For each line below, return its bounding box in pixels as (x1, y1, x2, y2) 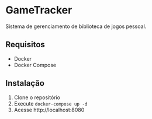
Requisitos (5, 40, 45, 50)
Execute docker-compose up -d (13, 100, 88, 107)
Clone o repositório (13, 94, 61, 101)
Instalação (5, 78, 45, 88)
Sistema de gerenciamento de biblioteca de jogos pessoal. (5, 23, 147, 30)
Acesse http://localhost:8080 (13, 106, 85, 113)
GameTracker (5, 3, 72, 17)
